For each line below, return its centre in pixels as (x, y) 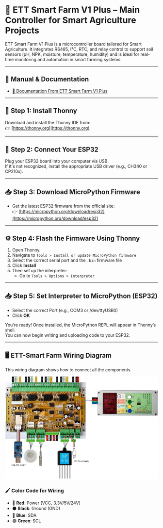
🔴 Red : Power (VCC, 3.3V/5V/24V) (46, 503)
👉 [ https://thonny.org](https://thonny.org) (47, 128)
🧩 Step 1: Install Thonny (41, 111)
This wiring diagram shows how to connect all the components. (68, 370)
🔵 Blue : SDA (24, 515)
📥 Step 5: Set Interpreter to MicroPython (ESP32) (81, 296)
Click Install (24, 265)
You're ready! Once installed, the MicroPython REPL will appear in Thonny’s (81, 325)
